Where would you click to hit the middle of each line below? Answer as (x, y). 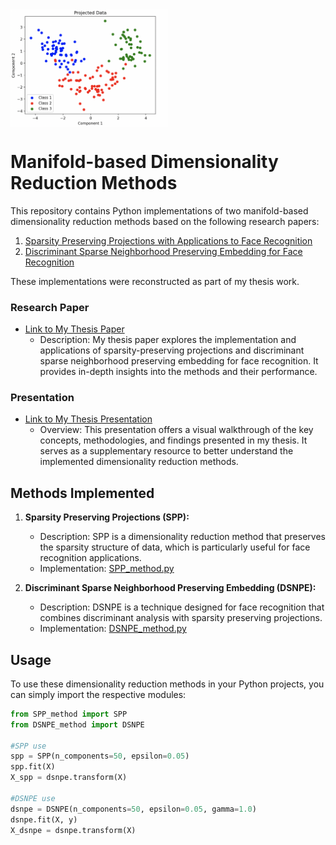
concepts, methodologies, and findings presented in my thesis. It (173, 440)
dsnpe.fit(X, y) (44, 819)
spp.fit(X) (33, 767)
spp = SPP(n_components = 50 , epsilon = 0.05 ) (100, 756)
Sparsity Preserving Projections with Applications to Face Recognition (168, 240)
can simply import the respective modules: (98, 694)
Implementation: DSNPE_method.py (113, 629)
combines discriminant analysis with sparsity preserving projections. (181, 618)
